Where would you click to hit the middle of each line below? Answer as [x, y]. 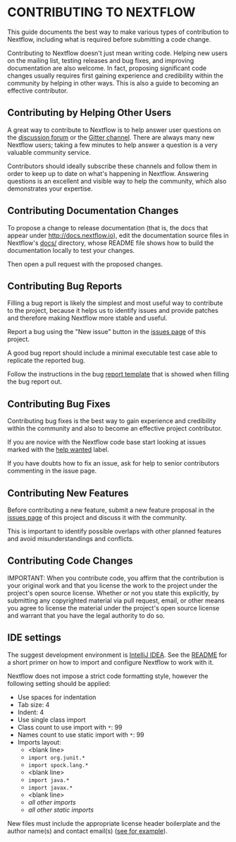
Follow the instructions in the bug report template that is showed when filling [118, 374]
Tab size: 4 [33, 704]
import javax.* [50, 788]
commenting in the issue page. [52, 471]
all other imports [52, 802]
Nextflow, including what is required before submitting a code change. [109, 39]
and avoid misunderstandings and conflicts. [71, 539]
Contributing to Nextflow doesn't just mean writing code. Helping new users [117, 53]
